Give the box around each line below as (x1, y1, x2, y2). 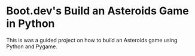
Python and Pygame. (6, 43, 58, 50)
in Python (6, 17, 55, 30)
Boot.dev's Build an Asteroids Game (6, 4, 190, 18)
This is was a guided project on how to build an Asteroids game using (6, 36, 178, 43)
